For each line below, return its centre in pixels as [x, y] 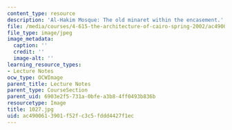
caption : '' [31, 45]
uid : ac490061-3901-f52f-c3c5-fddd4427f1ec [71, 116]
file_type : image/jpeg [40, 33]
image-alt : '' [33, 58]
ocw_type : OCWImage [35, 77]
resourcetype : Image [37, 103]
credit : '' [29, 52]
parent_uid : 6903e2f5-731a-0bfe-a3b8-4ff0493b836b [81, 97]
